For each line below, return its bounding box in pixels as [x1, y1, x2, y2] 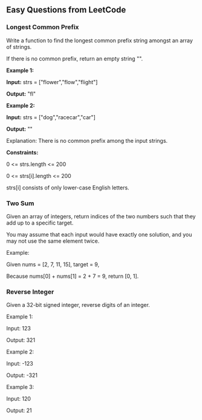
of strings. [6, 43, 32, 50]
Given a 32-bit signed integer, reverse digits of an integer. [6, 301, 150, 309]
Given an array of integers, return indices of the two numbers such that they [6, 212, 196, 220]
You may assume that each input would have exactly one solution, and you [6, 231, 192, 238]
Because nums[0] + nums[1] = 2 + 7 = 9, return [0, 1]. [6, 272, 139, 280]
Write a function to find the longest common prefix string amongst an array [6, 36, 194, 44]
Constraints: [6, 148, 39, 156]
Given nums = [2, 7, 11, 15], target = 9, [6, 260, 100, 268]
